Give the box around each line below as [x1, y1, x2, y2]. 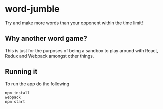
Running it [5, 67, 38, 76]
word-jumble [5, 3, 60, 15]
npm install [5, 90, 30, 95]
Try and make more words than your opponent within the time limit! [5, 20, 143, 26]
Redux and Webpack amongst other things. [5, 53, 94, 59]
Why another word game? [5, 34, 87, 43]
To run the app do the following [5, 81, 70, 87]
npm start [5, 99, 26, 104]
